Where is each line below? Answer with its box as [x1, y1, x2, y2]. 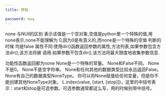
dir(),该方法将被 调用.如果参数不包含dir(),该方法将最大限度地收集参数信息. [9, 49, 160, 55]
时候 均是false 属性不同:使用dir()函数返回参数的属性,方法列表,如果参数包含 [5, 43, 157, 49]
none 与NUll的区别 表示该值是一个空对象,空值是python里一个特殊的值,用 [5, 30, 153, 36]
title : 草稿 [5, 7, 28, 12]
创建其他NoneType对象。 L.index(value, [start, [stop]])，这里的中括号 [9, 78, 152, 85]
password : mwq [5, 16, 35, 21]
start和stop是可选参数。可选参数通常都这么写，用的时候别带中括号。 [13, 85, 155, 91]
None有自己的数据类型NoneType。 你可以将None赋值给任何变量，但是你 [5, 72, 155, 78]
